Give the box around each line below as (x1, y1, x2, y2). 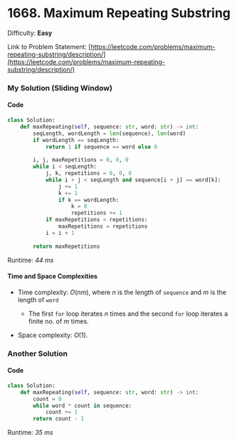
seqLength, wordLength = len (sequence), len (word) (33, 130, 186, 137)
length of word (17, 295, 59, 304)
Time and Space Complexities (7, 272, 98, 281)
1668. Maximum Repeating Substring (7, 5, 231, 21)
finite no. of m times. (28, 316, 89, 326)
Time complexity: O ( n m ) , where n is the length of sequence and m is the (17, 288, 226, 296)
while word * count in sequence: (33, 402, 132, 409)
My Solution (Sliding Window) (7, 83, 112, 93)
